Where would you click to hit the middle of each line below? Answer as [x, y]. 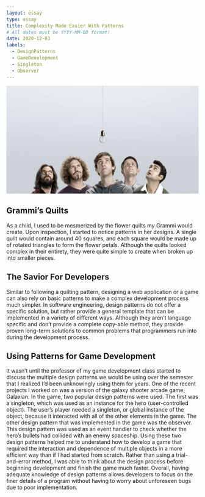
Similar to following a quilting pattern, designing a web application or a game [103, 291]
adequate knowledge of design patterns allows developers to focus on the [100, 474]
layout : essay [24, 13]
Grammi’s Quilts [38, 211]
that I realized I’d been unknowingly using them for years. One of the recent [101, 384]
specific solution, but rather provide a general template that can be [90, 311]
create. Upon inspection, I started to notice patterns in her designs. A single [102, 232]
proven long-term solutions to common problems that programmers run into [102, 331]
